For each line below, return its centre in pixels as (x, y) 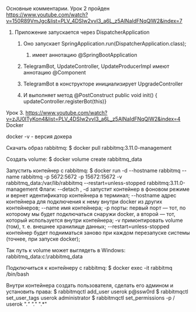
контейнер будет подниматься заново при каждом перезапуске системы (98, 233)
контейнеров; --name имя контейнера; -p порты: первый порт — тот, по (96, 208)
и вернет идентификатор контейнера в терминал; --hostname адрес (91, 195)
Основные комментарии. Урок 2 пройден (58, 8)
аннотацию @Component (54, 72)
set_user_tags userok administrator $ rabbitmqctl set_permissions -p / (91, 298)
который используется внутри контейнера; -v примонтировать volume (94, 220)
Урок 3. (15, 113)
